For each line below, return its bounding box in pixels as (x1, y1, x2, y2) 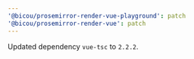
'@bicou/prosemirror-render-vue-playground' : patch (7, 11, 186, 20)
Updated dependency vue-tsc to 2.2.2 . (7, 41, 139, 51)
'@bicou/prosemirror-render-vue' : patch (7, 19, 147, 27)
